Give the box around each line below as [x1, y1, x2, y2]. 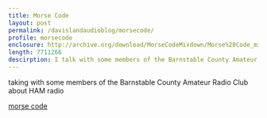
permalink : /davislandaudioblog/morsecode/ [8, 26, 155, 34]
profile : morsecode [8, 33, 73, 42]
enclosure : [8, 41, 44, 49]
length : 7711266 [8, 48, 62, 56]
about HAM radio [8, 86, 64, 95]
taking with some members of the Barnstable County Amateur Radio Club [8, 77, 249, 87]
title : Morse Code [8, 11, 69, 20]
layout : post [8, 19, 52, 27]
